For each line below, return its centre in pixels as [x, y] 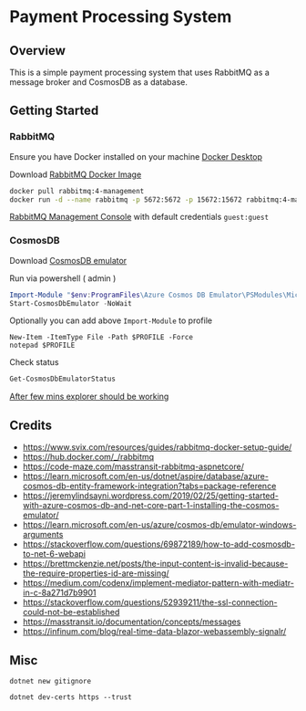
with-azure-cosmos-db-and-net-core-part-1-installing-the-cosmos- [151, 506]
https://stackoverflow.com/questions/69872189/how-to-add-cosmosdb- [159, 544]
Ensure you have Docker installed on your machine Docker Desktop [136, 156]
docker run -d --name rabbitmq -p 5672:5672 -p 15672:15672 [126, 199]
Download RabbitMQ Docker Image [76, 174]
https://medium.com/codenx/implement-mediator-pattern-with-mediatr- [158, 583]
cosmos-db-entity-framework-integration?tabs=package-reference [149, 486]
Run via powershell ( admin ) [63, 278]
